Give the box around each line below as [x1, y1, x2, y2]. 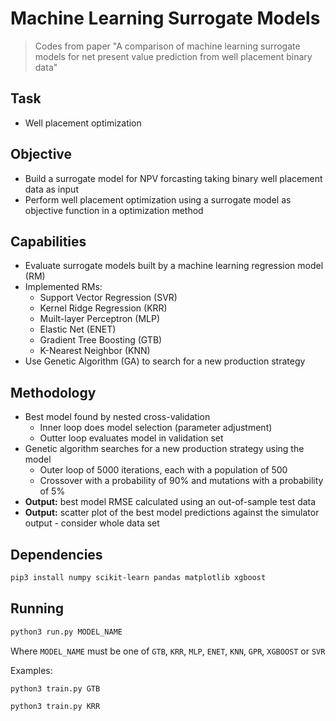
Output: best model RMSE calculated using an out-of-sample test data [24, 496, 317, 508]
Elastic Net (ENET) [39, 323, 117, 336]
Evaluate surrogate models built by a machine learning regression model [24, 260, 324, 272]
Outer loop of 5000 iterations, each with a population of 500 [39, 464, 288, 476]
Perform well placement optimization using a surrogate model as [24, 193, 292, 206]
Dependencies [10, 546, 103, 563]
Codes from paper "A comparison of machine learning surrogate [34, 40, 301, 52]
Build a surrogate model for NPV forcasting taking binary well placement [24, 172, 323, 184]
